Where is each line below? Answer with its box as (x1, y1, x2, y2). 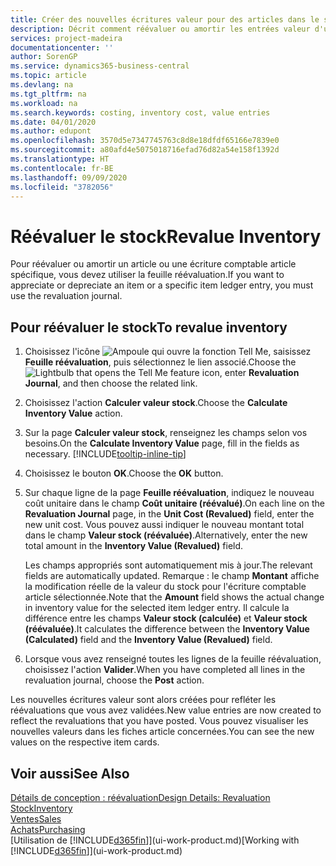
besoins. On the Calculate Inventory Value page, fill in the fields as (24, 437, 300, 450)
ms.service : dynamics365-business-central (10, 61, 190, 71)
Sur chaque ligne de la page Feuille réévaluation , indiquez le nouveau (24, 487, 315, 499)
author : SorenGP (10, 52, 78, 62)
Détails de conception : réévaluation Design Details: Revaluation (10, 791, 271, 803)
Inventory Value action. (24, 407, 123, 420)
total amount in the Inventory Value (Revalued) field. (24, 540, 244, 552)
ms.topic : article (10, 71, 87, 81)
